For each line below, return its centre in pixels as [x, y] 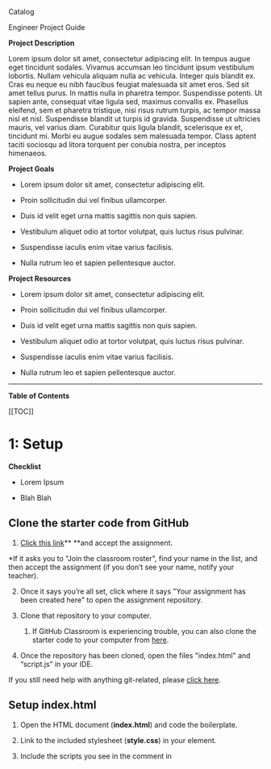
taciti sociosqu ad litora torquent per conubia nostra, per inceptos [117, 144]
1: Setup [36, 444]
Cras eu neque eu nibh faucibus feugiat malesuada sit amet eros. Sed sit [129, 85]
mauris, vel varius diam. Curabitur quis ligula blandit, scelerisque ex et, [126, 127]
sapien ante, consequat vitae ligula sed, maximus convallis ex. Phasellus [128, 101]
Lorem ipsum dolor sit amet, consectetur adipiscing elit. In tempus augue [129, 59]
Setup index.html [52, 706]
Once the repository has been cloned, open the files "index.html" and [135, 655]
